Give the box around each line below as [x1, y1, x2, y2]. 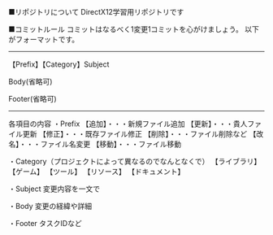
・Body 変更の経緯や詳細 [8, 202, 93, 211]
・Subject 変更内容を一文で [8, 184, 100, 194]
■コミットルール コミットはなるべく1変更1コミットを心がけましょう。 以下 [8, 24, 260, 34]
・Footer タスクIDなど [8, 219, 83, 228]
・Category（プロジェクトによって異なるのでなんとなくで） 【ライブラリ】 [8, 157, 262, 166]
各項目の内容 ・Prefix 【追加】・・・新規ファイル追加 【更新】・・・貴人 [8, 119, 248, 128]
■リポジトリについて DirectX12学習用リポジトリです [8, 7, 184, 16]
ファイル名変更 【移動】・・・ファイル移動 [40, 139, 181, 149]
